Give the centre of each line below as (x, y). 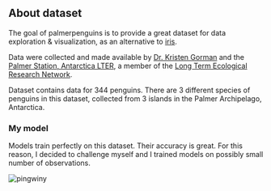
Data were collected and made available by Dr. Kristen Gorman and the (127, 57)
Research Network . (40, 74)
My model (28, 128)
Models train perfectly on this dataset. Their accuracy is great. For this (125, 146)
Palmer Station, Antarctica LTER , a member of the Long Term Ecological (128, 66)
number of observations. (49, 163)
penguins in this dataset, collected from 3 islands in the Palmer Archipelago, (135, 98)
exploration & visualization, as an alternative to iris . (93, 41)
